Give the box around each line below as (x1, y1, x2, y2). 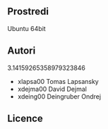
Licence (7, 113, 44, 125)
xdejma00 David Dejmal (17, 85, 87, 93)
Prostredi (7, 6, 49, 18)
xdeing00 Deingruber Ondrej (17, 92, 101, 101)
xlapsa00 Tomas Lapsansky (17, 77, 99, 85)
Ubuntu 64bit (7, 24, 46, 32)
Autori (7, 45, 36, 57)
